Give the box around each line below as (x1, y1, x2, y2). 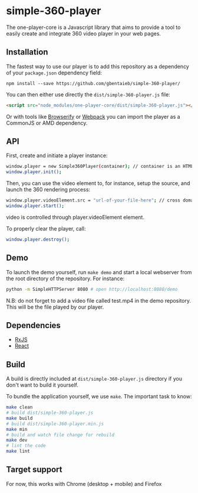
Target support (6, 465, 62, 475)
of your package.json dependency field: (6, 69, 102, 76)
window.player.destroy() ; (6, 236, 70, 242)
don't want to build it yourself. (6, 381, 78, 388)
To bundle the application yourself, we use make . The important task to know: (6, 393, 193, 400)
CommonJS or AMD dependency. (6, 119, 88, 127)
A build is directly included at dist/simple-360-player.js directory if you (6, 375, 183, 382)
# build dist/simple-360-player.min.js (6, 421, 104, 427)
